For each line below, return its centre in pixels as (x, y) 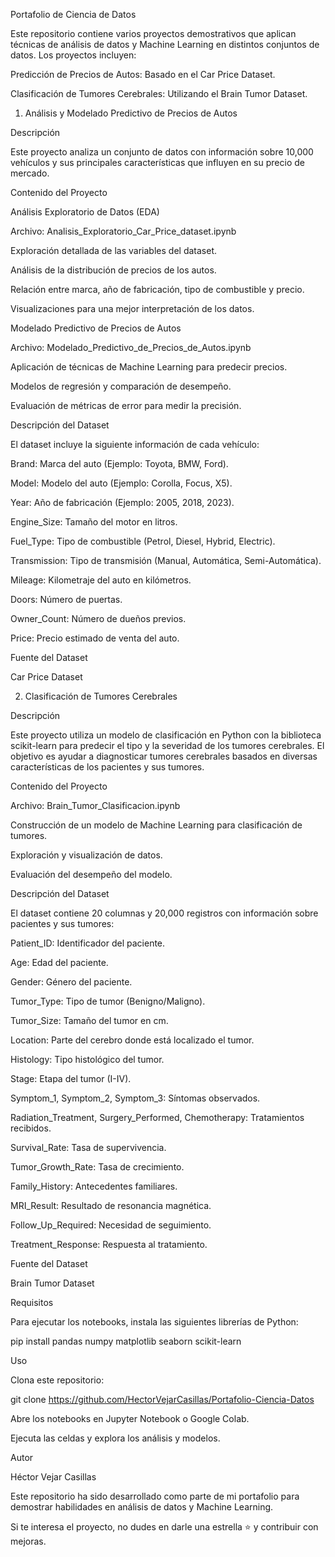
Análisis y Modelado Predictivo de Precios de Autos (131, 113)
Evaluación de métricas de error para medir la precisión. (126, 405)
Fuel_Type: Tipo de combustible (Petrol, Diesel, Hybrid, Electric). (143, 541)
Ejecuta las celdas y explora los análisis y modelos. (115, 1438)
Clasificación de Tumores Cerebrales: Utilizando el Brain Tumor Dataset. (159, 93)
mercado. (30, 173)
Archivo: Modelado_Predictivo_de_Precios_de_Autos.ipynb (131, 347)
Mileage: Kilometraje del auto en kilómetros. (101, 580)
